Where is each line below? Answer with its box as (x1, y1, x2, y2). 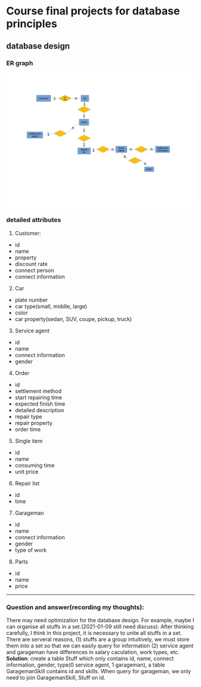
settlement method (14, 387, 62, 394)
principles (6, 17, 57, 31)
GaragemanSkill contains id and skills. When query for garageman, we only (6, 668, 191, 675)
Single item (14, 437, 43, 445)
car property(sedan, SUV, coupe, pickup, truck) (14, 315, 132, 322)
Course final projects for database (6, 4, 181, 18)
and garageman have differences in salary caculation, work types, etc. (6, 649, 180, 656)
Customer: (14, 229, 41, 236)
